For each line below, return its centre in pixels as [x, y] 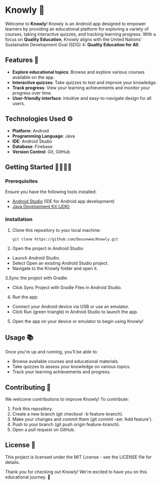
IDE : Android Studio [32, 141]
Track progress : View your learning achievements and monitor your [81, 88]
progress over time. [32, 93]
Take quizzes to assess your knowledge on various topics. [71, 367]
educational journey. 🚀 [28, 477]
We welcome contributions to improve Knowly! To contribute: [67, 399]
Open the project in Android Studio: [48, 249]
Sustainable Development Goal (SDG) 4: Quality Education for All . [72, 44]
